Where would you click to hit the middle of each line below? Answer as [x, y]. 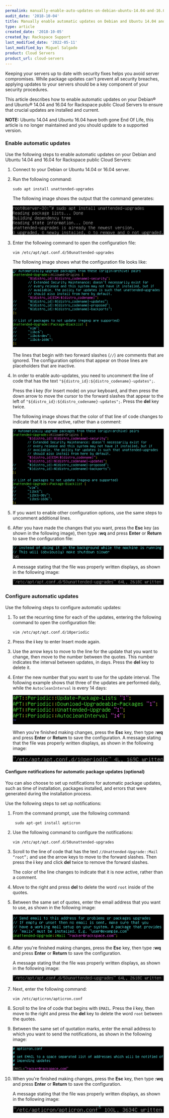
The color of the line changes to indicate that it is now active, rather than [88, 872]
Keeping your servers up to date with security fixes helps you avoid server [82, 73]
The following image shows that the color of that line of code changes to [88, 416]
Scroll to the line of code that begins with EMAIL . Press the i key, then [83, 1008]
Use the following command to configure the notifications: [73, 832]
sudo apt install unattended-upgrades [53, 189]
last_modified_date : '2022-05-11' [41, 43]
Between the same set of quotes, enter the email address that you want [87, 902]
